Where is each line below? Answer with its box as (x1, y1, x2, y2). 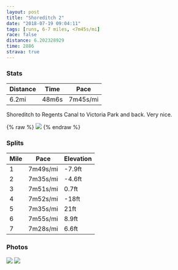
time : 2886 (6, 43, 34, 50)
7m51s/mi (28, 185, 58, 193)
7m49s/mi (28, 165, 58, 173)
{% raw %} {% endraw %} (6, 124, 81, 131)
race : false (6, 32, 37, 38)
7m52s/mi (28, 195, 58, 203)
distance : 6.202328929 (6, 37, 64, 43)
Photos (6, 243, 28, 252)
